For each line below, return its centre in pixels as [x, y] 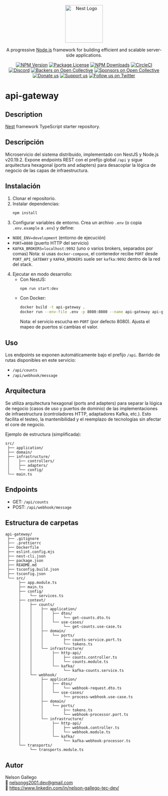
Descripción [24, 142]
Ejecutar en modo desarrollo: [42, 274]
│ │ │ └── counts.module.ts [63, 662]
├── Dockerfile [23, 548]
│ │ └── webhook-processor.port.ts [73, 715]
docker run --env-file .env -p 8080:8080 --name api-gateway [85, 312]
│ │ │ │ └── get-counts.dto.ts [64, 618]
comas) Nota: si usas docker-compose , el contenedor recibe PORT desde [85, 253]
